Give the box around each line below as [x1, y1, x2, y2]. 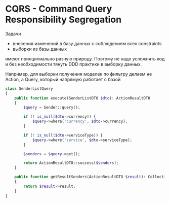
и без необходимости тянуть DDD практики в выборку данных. [5, 61, 142, 67]
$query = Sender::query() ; [23, 105, 80, 110]
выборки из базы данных [12, 46, 67, 52]
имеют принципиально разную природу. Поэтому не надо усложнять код [5, 55, 165, 61]
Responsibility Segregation [5, 14, 122, 25]
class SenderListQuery [5, 86, 53, 91]
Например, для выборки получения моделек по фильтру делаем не [5, 71, 152, 77]
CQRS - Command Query [5, 3, 112, 15]
